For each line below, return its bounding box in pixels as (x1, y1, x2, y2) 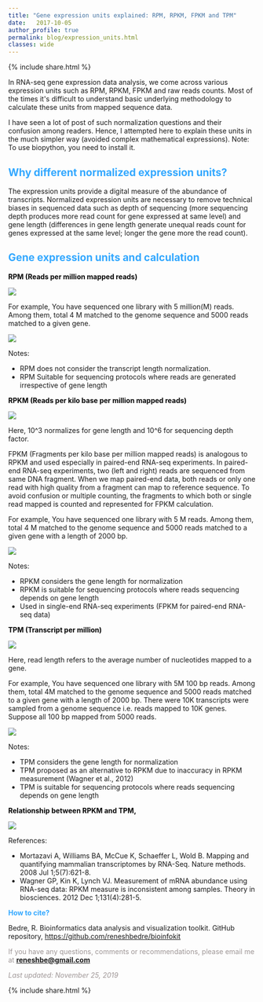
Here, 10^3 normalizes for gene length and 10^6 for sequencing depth (8, 425, 234, 435)
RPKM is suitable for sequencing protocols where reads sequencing (19, 585, 239, 594)
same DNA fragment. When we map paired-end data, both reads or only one (8, 474, 256, 483)
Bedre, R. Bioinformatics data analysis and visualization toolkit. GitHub (8, 923, 236, 932)
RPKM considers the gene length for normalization (19, 576, 183, 585)
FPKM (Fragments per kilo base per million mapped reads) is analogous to (8, 449, 248, 458)
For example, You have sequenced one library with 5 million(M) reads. (8, 302, 235, 311)
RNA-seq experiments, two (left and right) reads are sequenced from (22, 465, 246, 475)
